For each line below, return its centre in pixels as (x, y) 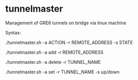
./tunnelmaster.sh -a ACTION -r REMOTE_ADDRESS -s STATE (69, 42)
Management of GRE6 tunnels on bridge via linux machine (66, 23)
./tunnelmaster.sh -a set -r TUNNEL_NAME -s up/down (62, 72)
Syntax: (13, 32)
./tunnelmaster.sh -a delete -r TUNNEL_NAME (53, 62)
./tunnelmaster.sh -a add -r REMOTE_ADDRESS (54, 52)
